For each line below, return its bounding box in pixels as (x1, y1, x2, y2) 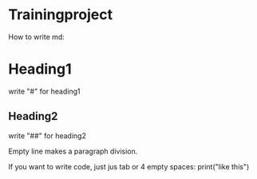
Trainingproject (8, 6, 113, 24)
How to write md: (8, 32, 65, 42)
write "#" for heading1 (8, 86, 81, 96)
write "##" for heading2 (8, 130, 86, 141)
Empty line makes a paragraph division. (8, 146, 138, 156)
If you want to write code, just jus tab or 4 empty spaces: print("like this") (8, 161, 250, 171)
